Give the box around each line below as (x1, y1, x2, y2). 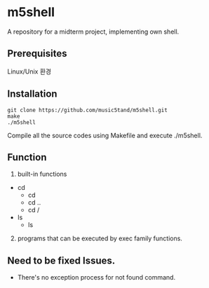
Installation (7, 88, 58, 100)
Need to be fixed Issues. (7, 254, 116, 266)
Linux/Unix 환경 (7, 67, 51, 76)
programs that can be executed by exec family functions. (17, 234, 182, 242)
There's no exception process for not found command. (17, 273, 176, 282)
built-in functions (17, 170, 67, 179)
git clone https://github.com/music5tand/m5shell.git (7, 107, 168, 114)
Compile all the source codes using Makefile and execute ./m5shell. (7, 131, 203, 139)
